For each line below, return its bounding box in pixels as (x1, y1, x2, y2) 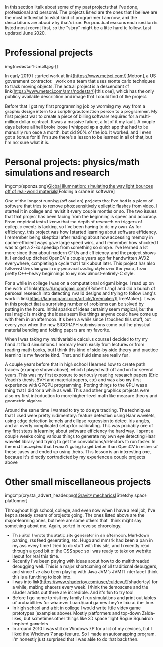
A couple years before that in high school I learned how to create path (5, 361, 145, 367)
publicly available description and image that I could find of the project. (5, 93, 147, 99)
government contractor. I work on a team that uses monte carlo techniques (5, 78, 155, 84)
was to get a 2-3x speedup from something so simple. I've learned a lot (5, 245, 148, 250)
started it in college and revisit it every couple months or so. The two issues (5, 208, 157, 214)
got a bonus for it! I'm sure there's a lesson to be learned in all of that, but (5, 134, 152, 140)
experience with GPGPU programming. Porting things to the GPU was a (5, 382, 148, 388)
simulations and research (5, 167, 110, 178)
